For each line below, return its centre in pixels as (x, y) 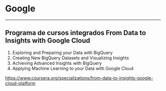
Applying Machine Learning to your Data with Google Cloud (73, 68)
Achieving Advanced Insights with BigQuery (57, 63)
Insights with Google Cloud (48, 41)
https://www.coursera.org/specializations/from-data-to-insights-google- (79, 78)
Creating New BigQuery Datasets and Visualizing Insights (71, 58)
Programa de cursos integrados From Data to (76, 33)
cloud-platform (21, 83)
